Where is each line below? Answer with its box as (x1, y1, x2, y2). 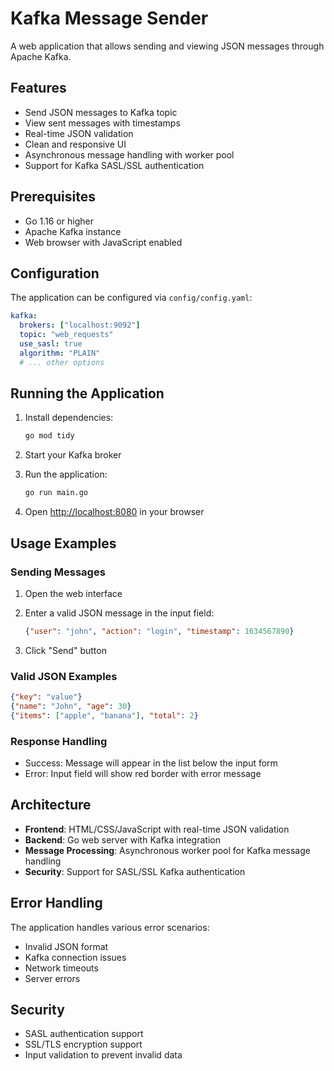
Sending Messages (10, 565, 106, 579)
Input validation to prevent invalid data (24, 1049, 183, 1061)
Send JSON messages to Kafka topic (24, 106, 178, 118)
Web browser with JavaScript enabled (24, 236, 183, 248)
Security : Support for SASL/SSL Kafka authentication (24, 865, 246, 877)
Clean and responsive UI (24, 138, 127, 150)
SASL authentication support (24, 1028, 144, 1040)
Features (10, 80, 67, 97)
